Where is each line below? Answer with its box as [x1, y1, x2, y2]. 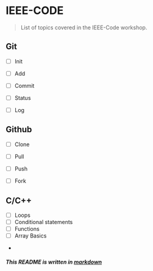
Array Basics [14, 232, 47, 239]
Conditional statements [14, 219, 73, 225]
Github [5, 124, 32, 135]
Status [14, 94, 31, 101]
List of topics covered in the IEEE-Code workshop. [20, 24, 148, 31]
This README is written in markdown [5, 258, 102, 266]
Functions [14, 225, 40, 233]
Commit [14, 82, 35, 89]
